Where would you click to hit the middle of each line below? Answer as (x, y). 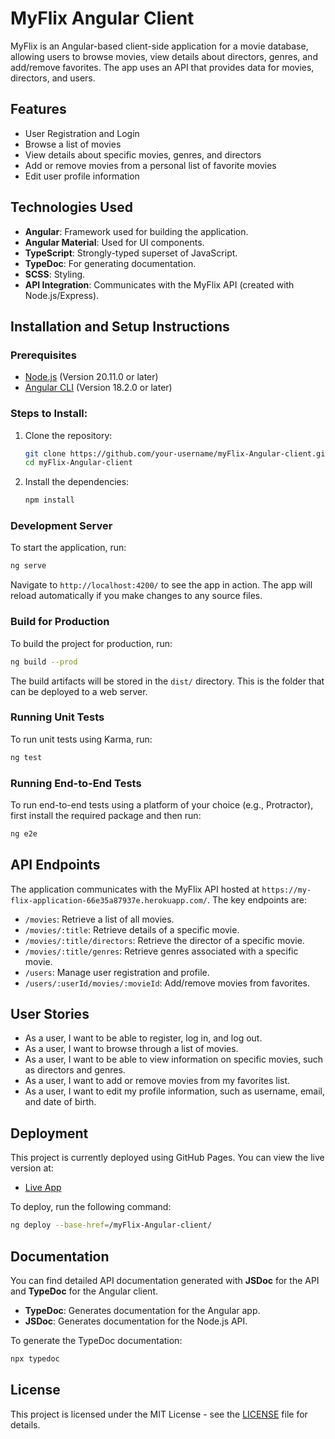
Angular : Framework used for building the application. (136, 231)
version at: (32, 1168)
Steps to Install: (49, 414)
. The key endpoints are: (257, 899)
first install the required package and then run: (106, 815)
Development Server (61, 526)
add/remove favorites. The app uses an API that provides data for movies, (162, 67)
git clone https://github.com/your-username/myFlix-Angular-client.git (177, 453)
